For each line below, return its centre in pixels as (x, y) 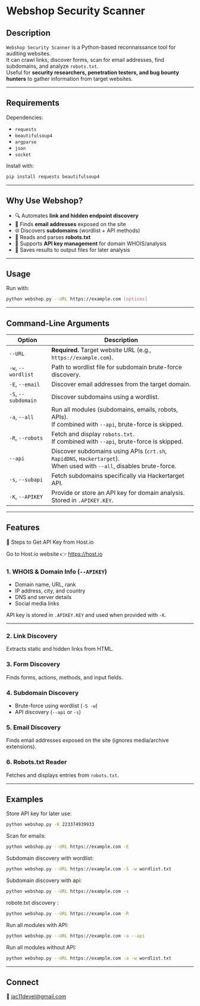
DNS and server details (43, 597)
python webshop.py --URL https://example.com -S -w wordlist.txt (89, 869)
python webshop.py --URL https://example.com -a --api (76, 936)
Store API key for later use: (39, 814)
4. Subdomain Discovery (43, 692)
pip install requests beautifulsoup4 (53, 177)
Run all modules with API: (37, 925)
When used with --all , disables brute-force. (114, 466)
